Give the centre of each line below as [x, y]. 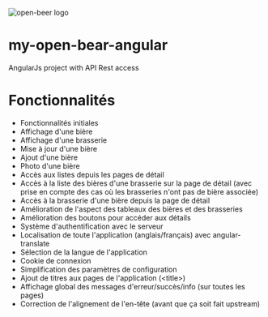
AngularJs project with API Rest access [74, 67]
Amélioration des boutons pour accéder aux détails [106, 217]
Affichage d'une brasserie [64, 140]
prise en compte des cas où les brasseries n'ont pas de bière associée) [139, 191]
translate [35, 243]
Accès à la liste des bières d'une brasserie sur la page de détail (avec [136, 183]
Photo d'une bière [50, 165]
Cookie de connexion [55, 260]
